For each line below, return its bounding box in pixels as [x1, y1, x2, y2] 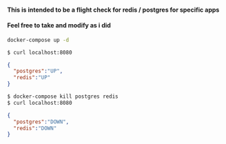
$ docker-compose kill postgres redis [7, 93, 119, 100]
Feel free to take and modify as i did [7, 21, 112, 30]
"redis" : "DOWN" [13, 125, 57, 132]
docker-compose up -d [7, 37, 70, 43]
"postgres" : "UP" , [13, 68, 63, 75]
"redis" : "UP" [13, 74, 51, 81]
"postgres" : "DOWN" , [13, 118, 70, 125]
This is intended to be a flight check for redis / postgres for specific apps [7, 6, 220, 14]
